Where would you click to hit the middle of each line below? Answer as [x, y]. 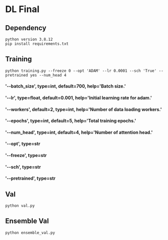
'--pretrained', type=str [31, 178]
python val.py [20, 206]
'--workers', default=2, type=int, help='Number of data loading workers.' [84, 109]
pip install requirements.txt [37, 44]
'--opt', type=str [23, 144]
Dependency [26, 28]
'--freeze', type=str [26, 155]
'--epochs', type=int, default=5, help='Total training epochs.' [71, 121]
